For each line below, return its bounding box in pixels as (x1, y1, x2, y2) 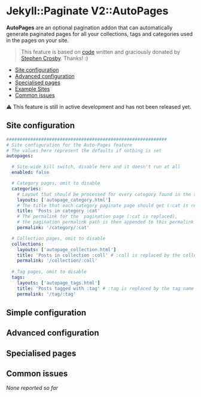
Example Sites (14, 85, 50, 92)
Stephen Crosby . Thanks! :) (20, 54, 89, 62)
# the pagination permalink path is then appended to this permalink (17, 219, 194, 225)
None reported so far (6, 384, 59, 392)
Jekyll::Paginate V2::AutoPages (6, 4, 169, 18)
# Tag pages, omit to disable (11, 269, 87, 275)
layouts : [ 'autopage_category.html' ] (17, 197, 111, 203)
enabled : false (11, 169, 50, 176)
